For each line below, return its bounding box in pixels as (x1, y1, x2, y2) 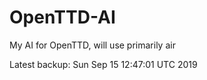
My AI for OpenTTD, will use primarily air (9, 39, 176, 51)
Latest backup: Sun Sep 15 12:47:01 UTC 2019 (9, 58, 198, 70)
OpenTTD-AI (9, 6, 116, 29)
